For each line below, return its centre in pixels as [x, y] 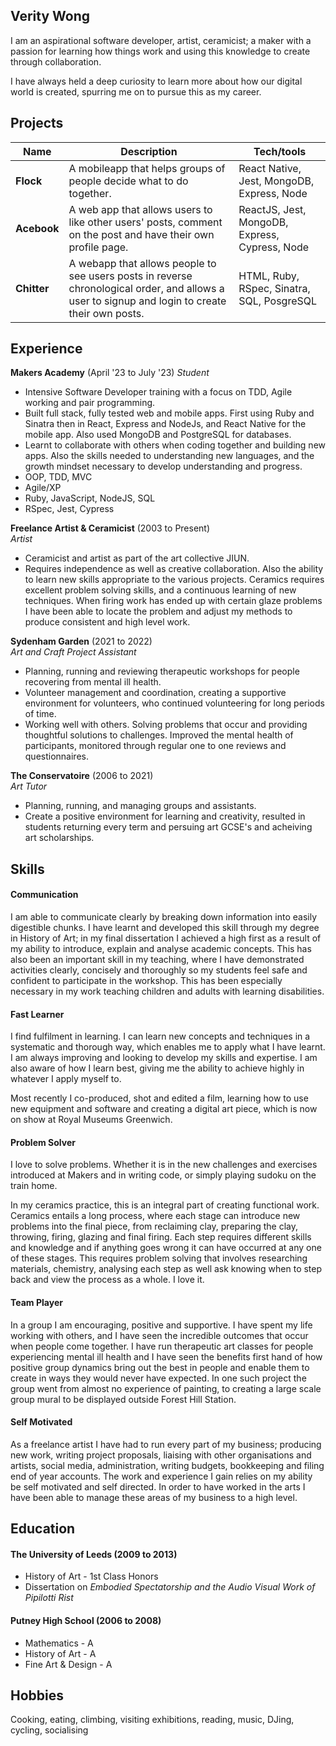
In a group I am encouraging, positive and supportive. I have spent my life [161, 1325]
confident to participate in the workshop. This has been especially [146, 981]
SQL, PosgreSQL [278, 301]
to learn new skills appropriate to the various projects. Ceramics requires [174, 580]
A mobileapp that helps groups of [147, 168]
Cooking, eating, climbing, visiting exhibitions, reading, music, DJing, [152, 1720]
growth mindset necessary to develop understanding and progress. [163, 466]
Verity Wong [50, 16]
